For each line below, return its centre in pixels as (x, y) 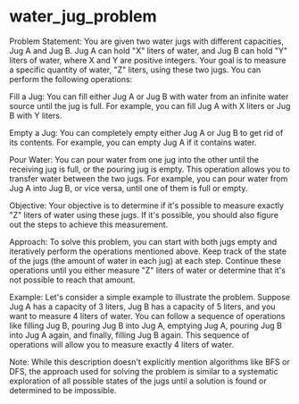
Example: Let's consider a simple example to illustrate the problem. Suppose (149, 297)
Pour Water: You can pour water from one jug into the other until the (134, 159)
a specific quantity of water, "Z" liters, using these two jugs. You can (135, 70)
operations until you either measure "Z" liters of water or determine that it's (147, 270)
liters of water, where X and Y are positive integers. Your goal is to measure (148, 60)
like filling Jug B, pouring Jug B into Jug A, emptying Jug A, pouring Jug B (146, 325)
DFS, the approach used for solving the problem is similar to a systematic (144, 371)
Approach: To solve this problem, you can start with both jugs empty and (143, 241)
